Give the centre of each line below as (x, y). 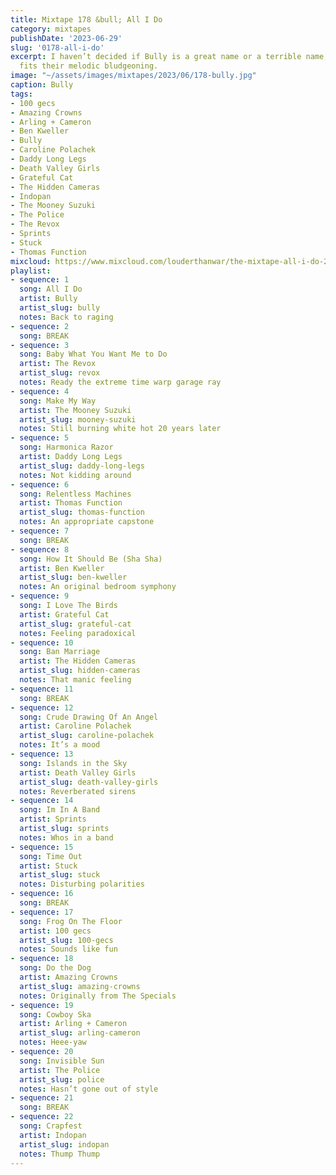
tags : (21, 94)
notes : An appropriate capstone (87, 522)
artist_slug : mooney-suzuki (78, 419)
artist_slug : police (62, 1079)
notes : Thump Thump (60, 1154)
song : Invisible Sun (62, 1061)
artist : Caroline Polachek (75, 726)
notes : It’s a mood (60, 745)
